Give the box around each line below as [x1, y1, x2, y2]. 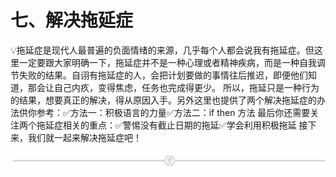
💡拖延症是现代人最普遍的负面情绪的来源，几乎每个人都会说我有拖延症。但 [10, 44, 315, 56]
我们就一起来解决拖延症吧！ [27, 131, 142, 143]
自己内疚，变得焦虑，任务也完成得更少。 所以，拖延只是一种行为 [53, 81, 320, 93]
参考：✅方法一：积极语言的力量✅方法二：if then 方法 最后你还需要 [36, 106, 311, 118]
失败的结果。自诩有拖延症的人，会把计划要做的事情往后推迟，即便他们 [18, 69, 308, 81]
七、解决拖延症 [10, 9, 134, 32]
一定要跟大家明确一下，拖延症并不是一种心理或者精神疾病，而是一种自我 [18, 56, 317, 68]
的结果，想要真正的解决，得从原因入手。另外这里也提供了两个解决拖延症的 [10, 94, 317, 106]
